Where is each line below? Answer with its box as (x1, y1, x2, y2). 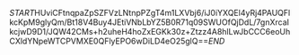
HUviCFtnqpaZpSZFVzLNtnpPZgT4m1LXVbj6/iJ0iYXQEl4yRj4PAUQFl (34, 8, 291, 18)
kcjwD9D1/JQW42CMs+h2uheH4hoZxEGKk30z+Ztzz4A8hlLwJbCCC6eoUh (9, 27, 291, 36)
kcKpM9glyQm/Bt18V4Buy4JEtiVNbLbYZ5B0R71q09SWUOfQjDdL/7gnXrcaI (9, 17, 290, 27)
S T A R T (9, 8, 35, 18)
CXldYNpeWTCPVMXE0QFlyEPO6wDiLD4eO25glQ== (9, 35, 209, 46)
